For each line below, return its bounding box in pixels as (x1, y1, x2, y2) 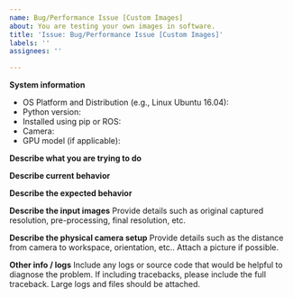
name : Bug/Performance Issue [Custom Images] (9, 13, 183, 23)
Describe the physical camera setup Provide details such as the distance (9, 232, 284, 244)
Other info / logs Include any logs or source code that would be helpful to (9, 259, 283, 271)
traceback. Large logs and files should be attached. (9, 279, 201, 290)
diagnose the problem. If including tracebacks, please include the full (9, 269, 267, 280)
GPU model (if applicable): (22, 135, 121, 146)
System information (9, 79, 86, 90)
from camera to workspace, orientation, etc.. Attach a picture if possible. (9, 242, 279, 253)
